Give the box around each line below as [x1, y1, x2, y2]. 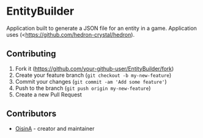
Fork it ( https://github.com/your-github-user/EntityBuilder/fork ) [15, 65, 174, 72]
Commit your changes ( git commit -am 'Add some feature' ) [15, 78, 167, 85]
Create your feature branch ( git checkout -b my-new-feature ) [15, 71, 172, 79]
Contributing [6, 49, 56, 59]
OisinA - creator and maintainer [15, 125, 95, 132]
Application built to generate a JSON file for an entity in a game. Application [6, 24, 197, 32]
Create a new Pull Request [15, 90, 83, 98]
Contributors [6, 109, 57, 119]
